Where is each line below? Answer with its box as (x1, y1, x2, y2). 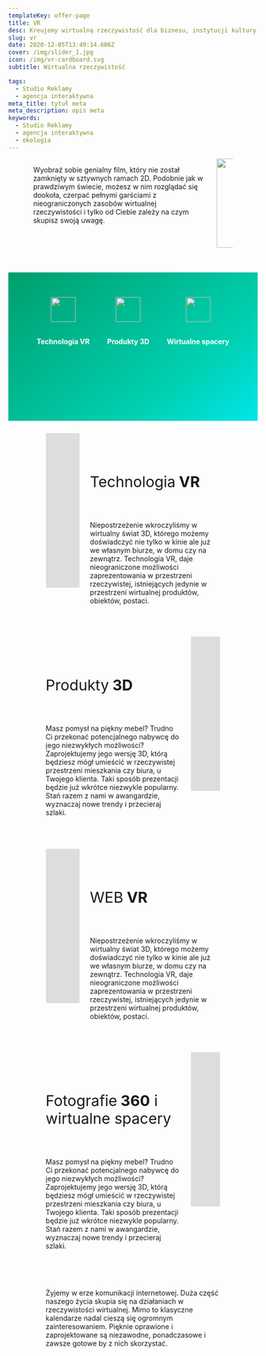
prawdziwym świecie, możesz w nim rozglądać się (32, 181, 198, 191)
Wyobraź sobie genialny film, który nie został (32, 165, 180, 174)
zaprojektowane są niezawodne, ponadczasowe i (45, 1331, 206, 1340)
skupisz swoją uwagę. (32, 215, 105, 225)
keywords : (8, 114, 41, 123)
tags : (8, 77, 26, 85)
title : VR (8, 19, 41, 27)
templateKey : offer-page (8, 11, 90, 20)
